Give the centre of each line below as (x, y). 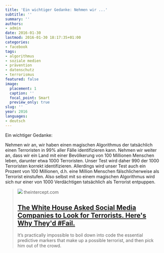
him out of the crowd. (39, 246)
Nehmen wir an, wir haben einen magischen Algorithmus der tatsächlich (79, 144)
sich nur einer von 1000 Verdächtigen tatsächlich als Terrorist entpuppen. (80, 182)
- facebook (16, 47)
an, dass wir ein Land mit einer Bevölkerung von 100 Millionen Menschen (80, 155)
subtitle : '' (19, 14)
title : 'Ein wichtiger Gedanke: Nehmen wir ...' (56, 10)
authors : (14, 24)
